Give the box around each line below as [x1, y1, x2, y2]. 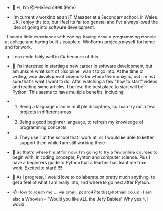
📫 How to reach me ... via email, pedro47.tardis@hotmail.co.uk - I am [12, 189, 152, 195]
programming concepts [19, 124, 67, 130]
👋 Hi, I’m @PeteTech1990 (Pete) [12, 5, 76, 10]
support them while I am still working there [19, 140, 105, 146]
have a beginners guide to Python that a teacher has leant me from [12, 160, 147, 165]
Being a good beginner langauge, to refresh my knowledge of [19, 119, 143, 125]
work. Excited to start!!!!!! [12, 165, 62, 171]
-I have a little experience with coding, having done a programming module [5, 34, 156, 39]
